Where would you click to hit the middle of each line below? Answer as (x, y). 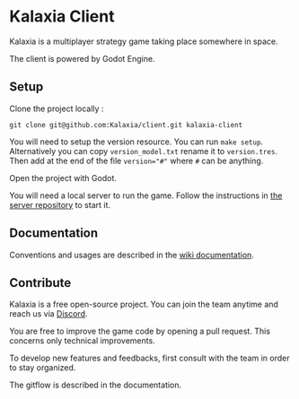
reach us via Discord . (48, 314)
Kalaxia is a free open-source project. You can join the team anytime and (144, 304)
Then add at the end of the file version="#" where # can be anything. (136, 160)
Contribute (40, 283)
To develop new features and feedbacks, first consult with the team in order (149, 358)
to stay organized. (43, 368)
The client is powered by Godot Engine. (82, 58)
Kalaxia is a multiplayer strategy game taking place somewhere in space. (144, 41)
